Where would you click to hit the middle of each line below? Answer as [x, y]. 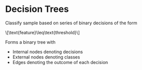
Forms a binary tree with [30, 42]
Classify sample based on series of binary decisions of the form [71, 23]
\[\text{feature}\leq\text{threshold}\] [43, 32]
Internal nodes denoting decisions [48, 52]
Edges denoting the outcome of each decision [60, 62]
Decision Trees [37, 9]
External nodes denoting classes [46, 57]
